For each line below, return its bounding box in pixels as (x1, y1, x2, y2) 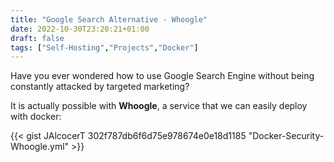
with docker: (10, 111, 62, 123)
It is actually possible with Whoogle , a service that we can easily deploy (10, 100, 308, 112)
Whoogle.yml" (10, 141, 70, 153)
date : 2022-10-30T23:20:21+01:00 (10, 24, 150, 34)
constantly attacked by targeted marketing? (10, 81, 190, 93)
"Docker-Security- (248, 130, 325, 142)
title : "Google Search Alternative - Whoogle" (10, 14, 208, 25)
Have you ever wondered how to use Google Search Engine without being (10, 70, 315, 82)
